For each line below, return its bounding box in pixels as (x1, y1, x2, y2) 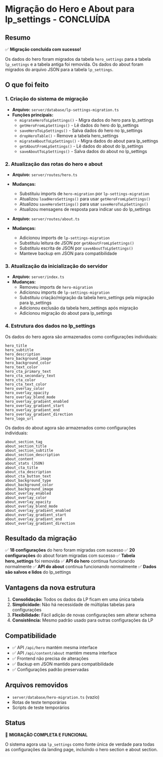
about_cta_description (5, 469, 51, 474)
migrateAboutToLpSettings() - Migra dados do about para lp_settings (19, 138, 159, 144)
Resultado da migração (5, 534, 77, 542)
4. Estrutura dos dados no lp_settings (5, 323, 96, 329)
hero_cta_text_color (5, 381, 47, 387)
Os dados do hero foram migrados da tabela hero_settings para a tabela (5, 56, 151, 62)
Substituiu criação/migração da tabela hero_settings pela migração (19, 295, 155, 301)
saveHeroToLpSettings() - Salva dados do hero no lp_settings (19, 127, 143, 133)
